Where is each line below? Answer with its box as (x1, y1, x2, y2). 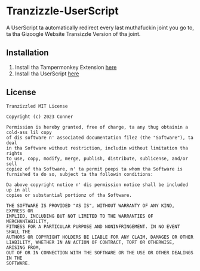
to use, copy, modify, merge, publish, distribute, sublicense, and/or (6, 156, 188, 162)
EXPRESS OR (6, 208, 33, 214)
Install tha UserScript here (14, 70, 79, 77)
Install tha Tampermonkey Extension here (14, 63, 117, 71)
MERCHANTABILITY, (6, 218, 50, 224)
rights (6, 150, 23, 156)
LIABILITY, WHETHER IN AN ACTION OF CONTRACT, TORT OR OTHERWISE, (6, 239, 175, 245)
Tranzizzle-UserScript (6, 4, 119, 18)
